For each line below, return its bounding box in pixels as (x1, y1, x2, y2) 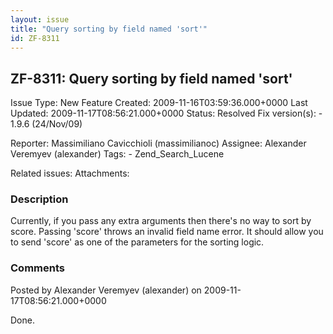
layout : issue (10, 14, 70, 25)
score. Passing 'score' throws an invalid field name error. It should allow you (10, 226, 324, 238)
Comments (10, 261, 65, 275)
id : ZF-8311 (10, 33, 60, 43)
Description (10, 192, 69, 206)
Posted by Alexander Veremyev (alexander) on (10, 284, 202, 296)
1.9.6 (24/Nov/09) (10, 118, 83, 130)
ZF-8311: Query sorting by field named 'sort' (10, 70, 293, 87)
